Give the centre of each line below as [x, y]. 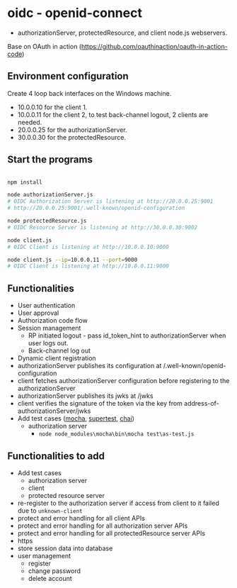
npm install [25, 182]
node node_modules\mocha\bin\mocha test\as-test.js [116, 434]
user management [44, 555]
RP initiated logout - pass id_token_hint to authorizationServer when [127, 335]
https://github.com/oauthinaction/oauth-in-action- [154, 46]
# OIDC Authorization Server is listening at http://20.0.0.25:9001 [110, 201]
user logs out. [48, 343]
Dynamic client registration [57, 358]
